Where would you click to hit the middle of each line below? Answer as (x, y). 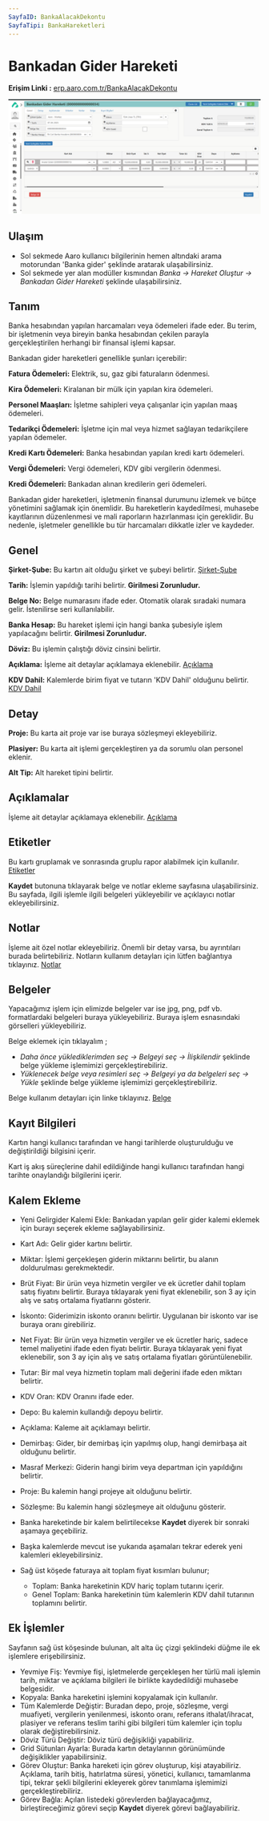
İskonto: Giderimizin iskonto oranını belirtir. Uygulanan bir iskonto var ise (139, 1316)
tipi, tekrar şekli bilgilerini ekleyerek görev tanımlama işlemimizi (124, 1782)
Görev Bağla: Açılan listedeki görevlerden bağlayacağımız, (116, 1799)
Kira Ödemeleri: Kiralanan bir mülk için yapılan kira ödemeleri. (111, 390)
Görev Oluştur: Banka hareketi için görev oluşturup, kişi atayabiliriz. (130, 1765)
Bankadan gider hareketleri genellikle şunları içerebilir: (98, 358)
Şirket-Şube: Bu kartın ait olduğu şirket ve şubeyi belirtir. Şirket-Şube (123, 570)
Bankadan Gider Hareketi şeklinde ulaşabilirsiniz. (101, 281)
